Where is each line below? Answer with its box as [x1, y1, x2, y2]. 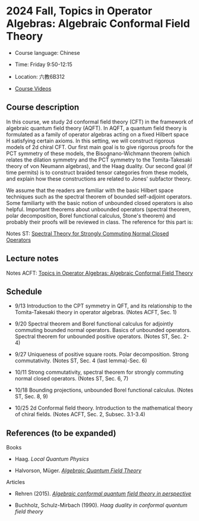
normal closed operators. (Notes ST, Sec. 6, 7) [14, 375, 129, 382]
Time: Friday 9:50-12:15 [14, 61, 72, 68]
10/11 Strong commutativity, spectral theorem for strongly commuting [14, 368, 184, 376]
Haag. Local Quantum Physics [14, 455, 89, 463]
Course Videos [14, 85, 52, 92]
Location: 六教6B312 [14, 73, 65, 80]
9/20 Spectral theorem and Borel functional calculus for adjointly [14, 320, 173, 327]
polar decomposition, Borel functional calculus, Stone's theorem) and [6, 212, 176, 219]
